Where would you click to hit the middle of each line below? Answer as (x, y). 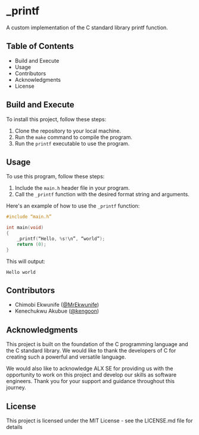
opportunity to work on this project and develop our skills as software (91, 375)
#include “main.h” (29, 217)
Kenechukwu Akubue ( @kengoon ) (57, 311)
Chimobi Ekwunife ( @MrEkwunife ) (57, 305)
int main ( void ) (25, 228)
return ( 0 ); (32, 244)
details (14, 427)
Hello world (21, 272)
